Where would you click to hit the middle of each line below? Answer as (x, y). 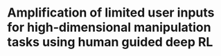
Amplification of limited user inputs (111, 13)
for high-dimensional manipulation (109, 27)
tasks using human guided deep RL (110, 42)
